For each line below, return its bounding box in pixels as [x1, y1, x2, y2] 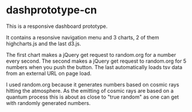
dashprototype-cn [6, 3, 97, 17]
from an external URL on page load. [6, 70, 92, 77]
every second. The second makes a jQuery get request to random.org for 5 [6, 57, 187, 64]
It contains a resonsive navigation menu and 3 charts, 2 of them [6, 34, 159, 41]
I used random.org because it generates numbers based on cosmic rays [6, 81, 180, 88]
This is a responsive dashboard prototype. [6, 23, 108, 30]
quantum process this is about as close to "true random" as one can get [6, 93, 179, 100]
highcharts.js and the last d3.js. [6, 40, 82, 47]
